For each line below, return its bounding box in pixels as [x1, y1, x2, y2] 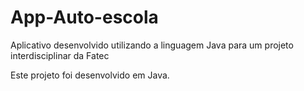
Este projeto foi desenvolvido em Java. [10, 69, 170, 81]
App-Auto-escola [10, 6, 159, 29]
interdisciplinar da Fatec [10, 49, 110, 61]
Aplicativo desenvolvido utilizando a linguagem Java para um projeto [10, 39, 294, 51]
